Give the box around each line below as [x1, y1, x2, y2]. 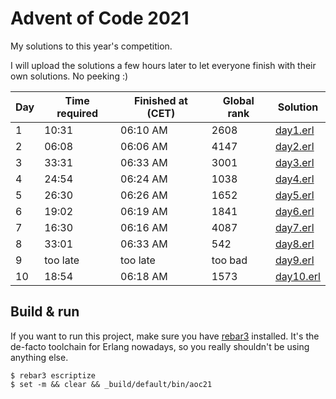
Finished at [133, 93, 188, 107]
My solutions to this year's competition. [10, 40, 173, 52]
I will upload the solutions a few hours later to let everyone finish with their [10, 59, 317, 71]
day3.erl [274, 155, 315, 169]
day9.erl [274, 253, 315, 267]
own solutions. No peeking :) [10, 70, 129, 82]
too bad [211, 253, 248, 267]
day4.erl [274, 172, 315, 186]
